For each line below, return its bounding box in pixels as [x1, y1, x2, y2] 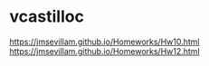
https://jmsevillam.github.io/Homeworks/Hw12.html [9, 45, 201, 56]
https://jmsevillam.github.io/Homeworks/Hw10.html [9, 36, 200, 47]
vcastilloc [9, 6, 84, 27]
